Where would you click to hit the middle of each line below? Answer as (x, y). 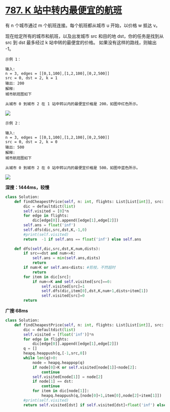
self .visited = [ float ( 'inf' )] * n (59, 335)
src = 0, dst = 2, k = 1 (31, 78)
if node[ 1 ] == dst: (53, 382)
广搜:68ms (17, 311)
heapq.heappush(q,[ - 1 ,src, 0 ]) (55, 353)
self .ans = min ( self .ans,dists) (66, 258)
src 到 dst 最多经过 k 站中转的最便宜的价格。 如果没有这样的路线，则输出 (81, 42)
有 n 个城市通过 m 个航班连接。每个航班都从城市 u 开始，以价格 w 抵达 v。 (83, 25)
